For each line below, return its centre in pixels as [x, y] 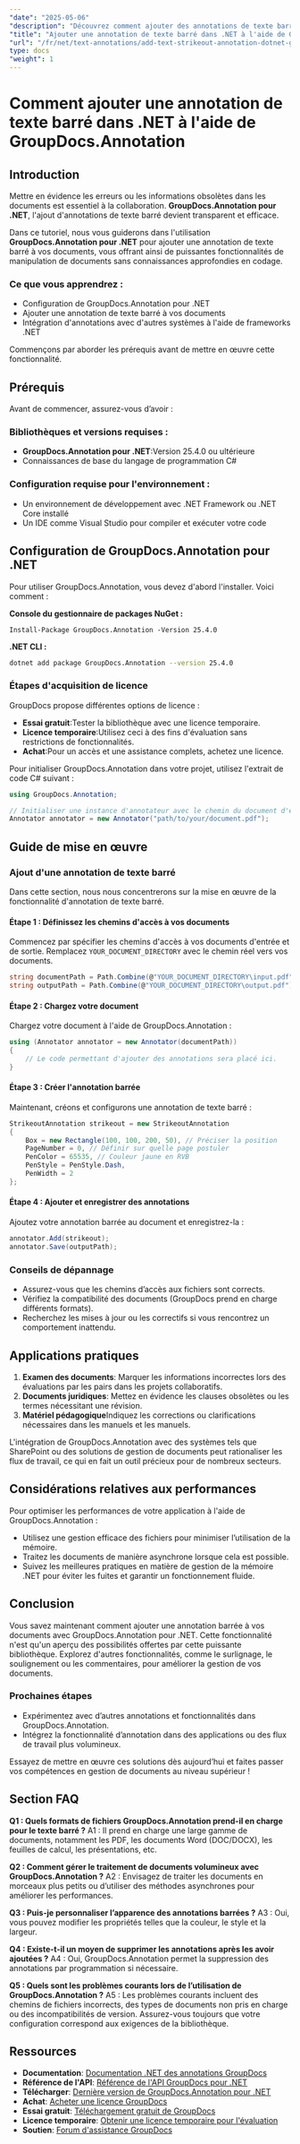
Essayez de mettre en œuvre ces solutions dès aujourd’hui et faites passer [146, 1762]
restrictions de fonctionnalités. [78, 742]
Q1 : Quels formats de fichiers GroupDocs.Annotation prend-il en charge [146, 1821]
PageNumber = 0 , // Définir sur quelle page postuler [127, 1149]
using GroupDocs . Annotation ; [63, 794]
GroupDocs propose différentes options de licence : [104, 705]
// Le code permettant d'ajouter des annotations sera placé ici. [151, 1059]
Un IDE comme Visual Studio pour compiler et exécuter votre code [144, 523]
